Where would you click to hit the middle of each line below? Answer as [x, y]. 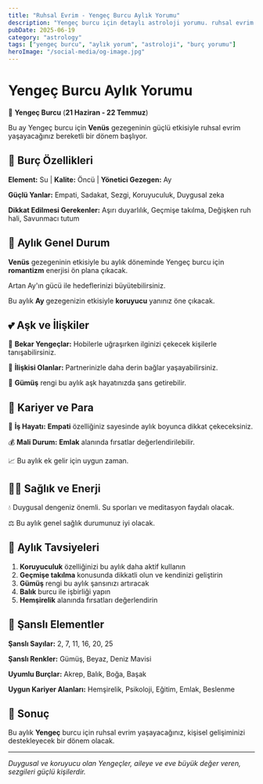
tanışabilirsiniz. [32, 352]
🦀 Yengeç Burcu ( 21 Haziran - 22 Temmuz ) [78, 112]
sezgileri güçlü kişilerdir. [47, 772]
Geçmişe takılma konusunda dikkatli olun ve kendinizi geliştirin [121, 574]
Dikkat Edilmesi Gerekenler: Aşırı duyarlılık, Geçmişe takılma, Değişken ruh [130, 210]
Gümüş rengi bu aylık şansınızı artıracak [84, 583]
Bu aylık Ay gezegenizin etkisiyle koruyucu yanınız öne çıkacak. [112, 301]
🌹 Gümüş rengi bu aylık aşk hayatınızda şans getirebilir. [97, 383]
